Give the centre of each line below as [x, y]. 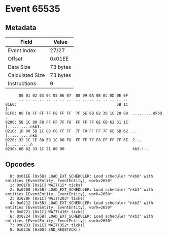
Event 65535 [33, 9]
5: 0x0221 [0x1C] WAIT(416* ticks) [47, 212]
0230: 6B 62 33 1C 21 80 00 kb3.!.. [77, 149]
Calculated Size [26, 75]
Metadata [21, 28]
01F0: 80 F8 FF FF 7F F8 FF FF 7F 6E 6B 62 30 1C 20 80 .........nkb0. [85, 113]
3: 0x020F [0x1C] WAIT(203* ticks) [47, 198]
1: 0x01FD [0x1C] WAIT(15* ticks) [46, 185]
